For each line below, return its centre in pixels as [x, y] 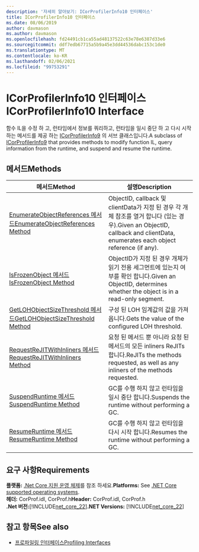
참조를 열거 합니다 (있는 [146, 216]
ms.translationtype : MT [36, 50]
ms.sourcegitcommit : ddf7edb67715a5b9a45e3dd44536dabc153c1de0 [86, 45]
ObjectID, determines [138, 284]
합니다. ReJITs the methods [145, 355]
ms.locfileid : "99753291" [38, 67]
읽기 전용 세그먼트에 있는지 [144, 268]
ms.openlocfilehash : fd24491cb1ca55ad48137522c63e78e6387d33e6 [86, 39]
